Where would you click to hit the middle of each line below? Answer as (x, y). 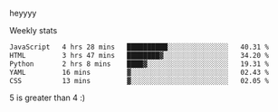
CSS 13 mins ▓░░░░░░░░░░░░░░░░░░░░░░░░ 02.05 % (139, 80)
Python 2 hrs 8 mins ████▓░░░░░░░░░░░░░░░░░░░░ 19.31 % (139, 64)
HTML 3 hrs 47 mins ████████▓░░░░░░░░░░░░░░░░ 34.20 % (139, 55)
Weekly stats (34, 30)
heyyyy (23, 13)
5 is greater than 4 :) (48, 98)
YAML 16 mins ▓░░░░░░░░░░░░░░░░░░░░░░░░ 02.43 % (139, 72)
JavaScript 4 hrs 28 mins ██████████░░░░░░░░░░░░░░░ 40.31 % (139, 47)
